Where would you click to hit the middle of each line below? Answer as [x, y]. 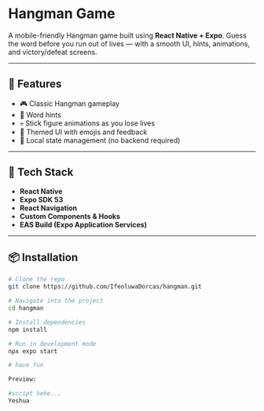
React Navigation [48, 208]
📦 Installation [43, 257]
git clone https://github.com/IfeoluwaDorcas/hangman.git [105, 287]
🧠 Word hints [40, 115]
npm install [27, 329]
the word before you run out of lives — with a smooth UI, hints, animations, [129, 43]
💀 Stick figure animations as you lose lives [87, 123]
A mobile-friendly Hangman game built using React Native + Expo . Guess [128, 35]
